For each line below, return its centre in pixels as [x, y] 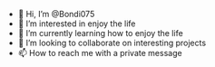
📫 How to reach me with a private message [100, 53]
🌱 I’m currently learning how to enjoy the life [100, 33]
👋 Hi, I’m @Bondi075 [56, 14]
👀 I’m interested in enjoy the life [77, 24]
